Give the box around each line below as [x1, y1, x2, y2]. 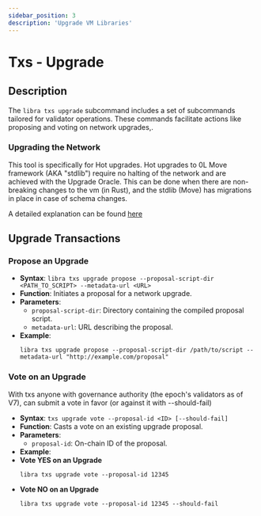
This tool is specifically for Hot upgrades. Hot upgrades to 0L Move [8, 160, 228, 169]
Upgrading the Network [8, 142, 101, 153]
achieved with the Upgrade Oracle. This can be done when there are [8, 176, 232, 186]
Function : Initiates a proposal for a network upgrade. [19, 289, 192, 298]
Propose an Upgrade [8, 256, 89, 267]
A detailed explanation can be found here [8, 209, 143, 218]
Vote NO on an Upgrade [19, 484, 99, 494]
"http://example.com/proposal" [66, 353, 169, 361]
